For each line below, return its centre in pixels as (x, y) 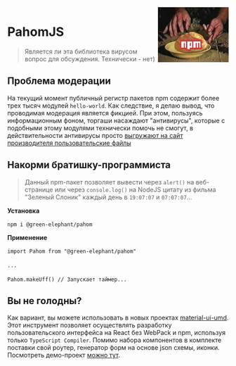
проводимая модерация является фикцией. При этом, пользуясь (105, 113)
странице (39, 189)
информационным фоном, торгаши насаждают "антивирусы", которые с (116, 120)
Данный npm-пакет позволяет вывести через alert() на (109, 182)
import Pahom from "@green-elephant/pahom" (72, 251)
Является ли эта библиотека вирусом (81, 51)
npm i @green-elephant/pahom (50, 225)
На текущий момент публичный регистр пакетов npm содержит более (113, 98)
